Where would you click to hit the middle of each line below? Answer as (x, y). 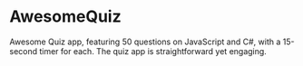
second (24, 51)
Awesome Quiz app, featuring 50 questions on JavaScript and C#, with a (145, 42)
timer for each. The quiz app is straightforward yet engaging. (153, 51)
